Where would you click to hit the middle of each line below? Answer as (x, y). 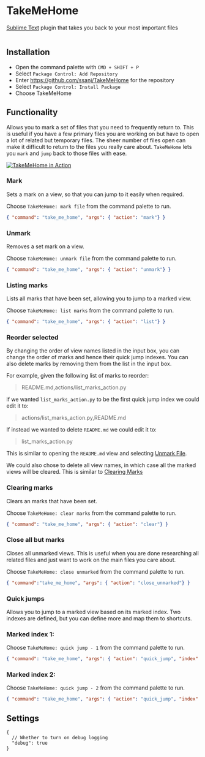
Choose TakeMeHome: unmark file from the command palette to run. (91, 259)
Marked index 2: (31, 675)
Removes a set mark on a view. (45, 246)
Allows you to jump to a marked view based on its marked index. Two (94, 612)
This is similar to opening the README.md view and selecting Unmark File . (97, 454)
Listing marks (27, 285)
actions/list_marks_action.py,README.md (74, 418)
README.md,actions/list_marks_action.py (74, 387)
